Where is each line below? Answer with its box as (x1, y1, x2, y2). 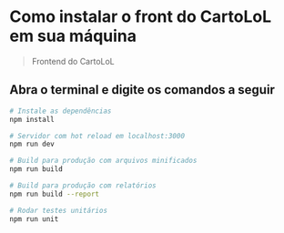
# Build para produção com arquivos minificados (9, 157, 198, 166)
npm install (9, 115, 55, 124)
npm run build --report (9, 189, 100, 198)
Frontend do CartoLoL (31, 56, 116, 66)
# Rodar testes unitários (9, 206, 107, 215)
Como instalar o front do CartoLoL (9, 6, 271, 27)
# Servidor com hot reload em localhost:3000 (9, 131, 185, 140)
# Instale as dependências (9, 106, 112, 116)
